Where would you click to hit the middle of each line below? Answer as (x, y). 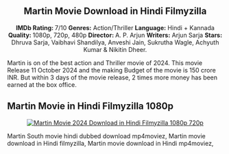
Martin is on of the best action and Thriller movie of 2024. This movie (105, 63)
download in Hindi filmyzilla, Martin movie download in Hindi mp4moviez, (110, 143)
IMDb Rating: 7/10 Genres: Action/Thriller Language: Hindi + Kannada (115, 27)
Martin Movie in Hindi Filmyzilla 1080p (90, 106)
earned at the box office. (42, 84)
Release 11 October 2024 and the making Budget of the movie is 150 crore (111, 70)
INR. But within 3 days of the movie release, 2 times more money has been (112, 77)
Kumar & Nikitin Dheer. (115, 49)
